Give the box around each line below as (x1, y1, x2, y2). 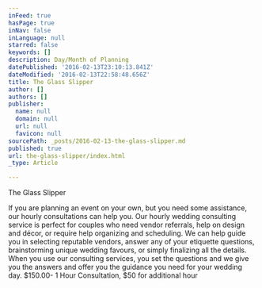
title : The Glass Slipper (8, 78, 93, 86)
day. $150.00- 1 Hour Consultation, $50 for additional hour (8, 271, 198, 280)
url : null (15, 122, 47, 130)
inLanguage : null (8, 33, 66, 42)
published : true (8, 144, 62, 152)
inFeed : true (8, 11, 51, 20)
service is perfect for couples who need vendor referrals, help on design (8, 220, 245, 230)
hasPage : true (8, 19, 55, 27)
